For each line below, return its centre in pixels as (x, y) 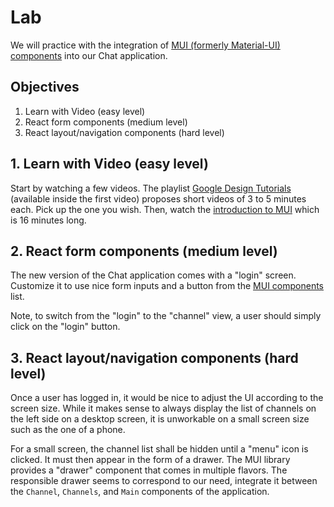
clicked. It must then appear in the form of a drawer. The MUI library (150, 460)
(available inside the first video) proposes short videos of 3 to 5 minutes (158, 198)
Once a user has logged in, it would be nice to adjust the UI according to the (167, 398)
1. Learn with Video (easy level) (109, 164)
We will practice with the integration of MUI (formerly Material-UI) (145, 45)
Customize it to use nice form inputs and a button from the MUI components (167, 286)
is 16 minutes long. (48, 220)
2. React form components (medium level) (144, 251)
